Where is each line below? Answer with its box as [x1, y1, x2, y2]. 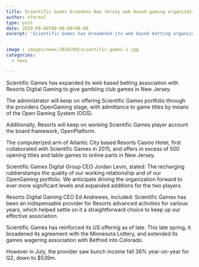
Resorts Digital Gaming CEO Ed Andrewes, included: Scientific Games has [6, 193, 187, 201]
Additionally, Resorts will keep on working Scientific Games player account [6, 121, 188, 128]
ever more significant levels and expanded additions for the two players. [6, 182, 182, 189]
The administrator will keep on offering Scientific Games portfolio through [6, 97, 185, 104]
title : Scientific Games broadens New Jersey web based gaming [6, 8, 166, 15]
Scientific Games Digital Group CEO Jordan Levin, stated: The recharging [6, 163, 185, 170]
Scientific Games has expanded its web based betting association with [6, 79, 179, 86]
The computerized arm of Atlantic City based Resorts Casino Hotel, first [6, 139, 181, 146]
